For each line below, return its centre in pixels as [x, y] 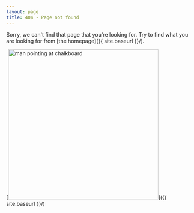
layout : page [23, 12]
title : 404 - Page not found [43, 17]
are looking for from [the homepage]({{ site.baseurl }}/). [75, 41]
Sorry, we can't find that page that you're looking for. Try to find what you [97, 34]
